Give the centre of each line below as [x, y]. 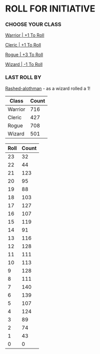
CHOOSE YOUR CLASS [33, 25]
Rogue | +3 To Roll [24, 55]
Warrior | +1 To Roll [25, 35]
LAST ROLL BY [23, 77]
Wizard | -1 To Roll [24, 64]
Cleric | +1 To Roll [23, 45]
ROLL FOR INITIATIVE [50, 9]
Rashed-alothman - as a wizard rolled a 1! [48, 88]
